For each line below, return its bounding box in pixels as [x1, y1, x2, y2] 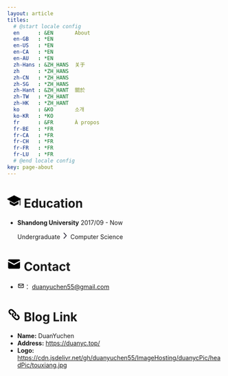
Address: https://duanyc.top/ [16, 339, 100, 348]
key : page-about [7, 163, 54, 171]
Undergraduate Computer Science [16, 232, 124, 241]
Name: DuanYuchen [16, 332, 74, 340]
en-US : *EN [13, 42, 54, 49]
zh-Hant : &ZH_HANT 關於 [13, 87, 86, 94]
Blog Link [23, 309, 78, 324]
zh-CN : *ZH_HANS [13, 74, 69, 81]
